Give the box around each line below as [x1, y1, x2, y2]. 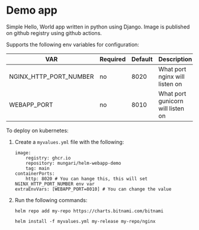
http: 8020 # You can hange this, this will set [25, 175, 148, 181]
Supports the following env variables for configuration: [6, 41, 139, 48]
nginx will [158, 72, 185, 81]
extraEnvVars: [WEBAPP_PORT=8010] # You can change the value [14, 186, 172, 192]
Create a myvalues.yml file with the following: [14, 138, 124, 145]
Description [158, 55, 192, 63]
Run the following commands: [14, 196, 88, 203]
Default [131, 55, 153, 63]
